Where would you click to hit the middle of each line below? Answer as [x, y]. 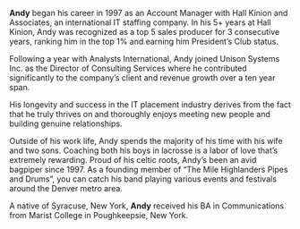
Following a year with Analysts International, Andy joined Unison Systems [145, 59]
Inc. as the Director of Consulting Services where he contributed [129, 68]
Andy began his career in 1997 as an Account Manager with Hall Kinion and [149, 13]
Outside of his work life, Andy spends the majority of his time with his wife [146, 141]
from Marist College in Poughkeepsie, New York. [99, 215]
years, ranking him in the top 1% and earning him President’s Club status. [144, 41]
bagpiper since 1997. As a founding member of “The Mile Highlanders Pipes [149, 170]
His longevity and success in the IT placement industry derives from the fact [150, 105]
